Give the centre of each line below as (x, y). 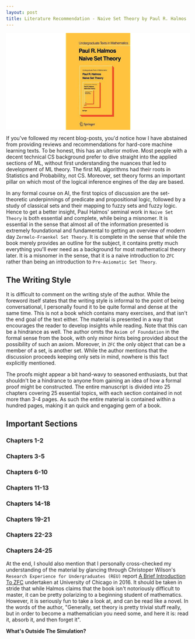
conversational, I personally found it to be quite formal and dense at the (92, 307)
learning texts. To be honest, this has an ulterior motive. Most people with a (97, 150)
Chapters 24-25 (29, 550)
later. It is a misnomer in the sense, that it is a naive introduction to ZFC (90, 255)
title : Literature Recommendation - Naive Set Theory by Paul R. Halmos (96, 18)
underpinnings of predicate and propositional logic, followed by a (107, 199)
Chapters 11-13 (27, 488)
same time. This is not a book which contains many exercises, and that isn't (97, 313)
